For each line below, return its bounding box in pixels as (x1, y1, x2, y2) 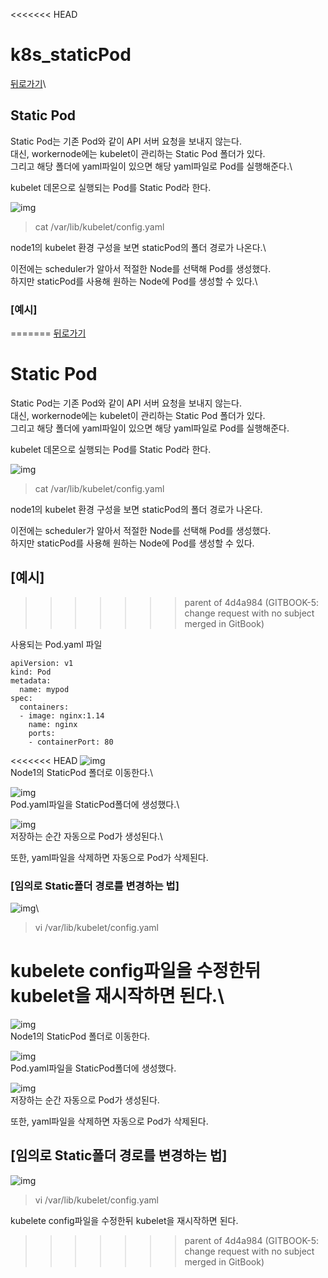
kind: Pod (10, 667, 52, 677)
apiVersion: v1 (10, 658, 74, 668)
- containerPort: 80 (28, 737, 114, 747)
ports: (28, 728, 56, 738)
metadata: (10, 675, 52, 686)
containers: (19, 702, 70, 712)
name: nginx (28, 719, 78, 729)
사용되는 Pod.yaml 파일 (10, 638, 103, 650)
